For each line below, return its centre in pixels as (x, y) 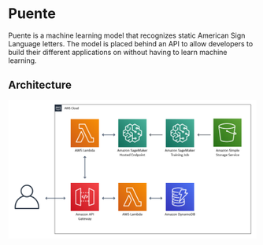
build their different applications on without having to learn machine (118, 52)
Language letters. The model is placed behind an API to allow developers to (131, 43)
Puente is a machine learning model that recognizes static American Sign (127, 35)
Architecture (40, 85)
